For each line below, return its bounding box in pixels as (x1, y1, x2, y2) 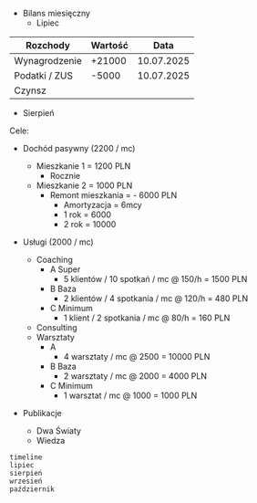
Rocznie (49, 171, 80, 181)
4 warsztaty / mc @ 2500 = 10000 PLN (63, 351, 211, 362)
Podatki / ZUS (14, 69, 73, 81)
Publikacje (22, 408, 62, 418)
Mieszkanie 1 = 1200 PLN (36, 161, 131, 172)
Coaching (36, 255, 73, 265)
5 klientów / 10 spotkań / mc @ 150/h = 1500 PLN (63, 274, 248, 284)
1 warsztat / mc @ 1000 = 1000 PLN (63, 390, 198, 401)
